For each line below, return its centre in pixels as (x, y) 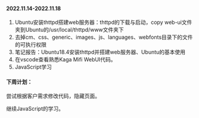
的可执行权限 (30, 45)
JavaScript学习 (33, 67)
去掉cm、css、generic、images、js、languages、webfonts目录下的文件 (104, 37)
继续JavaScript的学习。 (35, 109)
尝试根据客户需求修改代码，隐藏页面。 (53, 96)
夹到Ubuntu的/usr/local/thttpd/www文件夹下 (69, 30)
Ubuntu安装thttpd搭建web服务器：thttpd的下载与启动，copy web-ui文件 (103, 22)
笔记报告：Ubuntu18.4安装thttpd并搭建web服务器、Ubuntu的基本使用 (100, 52)
